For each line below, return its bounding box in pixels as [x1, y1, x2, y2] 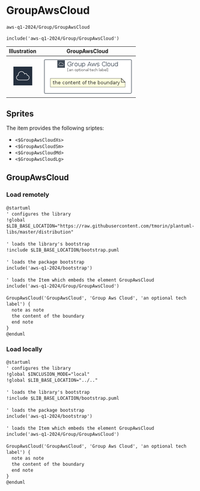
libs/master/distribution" [6, 229, 74, 235]
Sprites [6, 109, 34, 119]
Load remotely [6, 190, 50, 199]
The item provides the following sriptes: [6, 124, 105, 131]
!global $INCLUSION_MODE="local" [6, 371, 90, 377]
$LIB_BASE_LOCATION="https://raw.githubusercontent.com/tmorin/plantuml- [6, 223, 195, 229]
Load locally [6, 345, 43, 353]
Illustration [8, 47, 37, 55]
